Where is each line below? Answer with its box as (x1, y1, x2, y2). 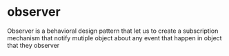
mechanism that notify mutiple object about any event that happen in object (7, 33, 222, 42)
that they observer (7, 41, 60, 49)
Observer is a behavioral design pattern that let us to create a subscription (7, 27, 219, 35)
